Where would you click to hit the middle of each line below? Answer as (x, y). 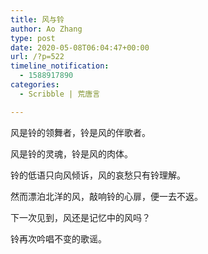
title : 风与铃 (37, 19)
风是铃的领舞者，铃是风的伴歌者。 (80, 132)
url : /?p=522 (37, 57)
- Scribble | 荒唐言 (60, 94)
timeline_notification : (60, 66)
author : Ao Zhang (46, 29)
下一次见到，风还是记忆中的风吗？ (80, 217)
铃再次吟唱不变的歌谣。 (58, 238)
